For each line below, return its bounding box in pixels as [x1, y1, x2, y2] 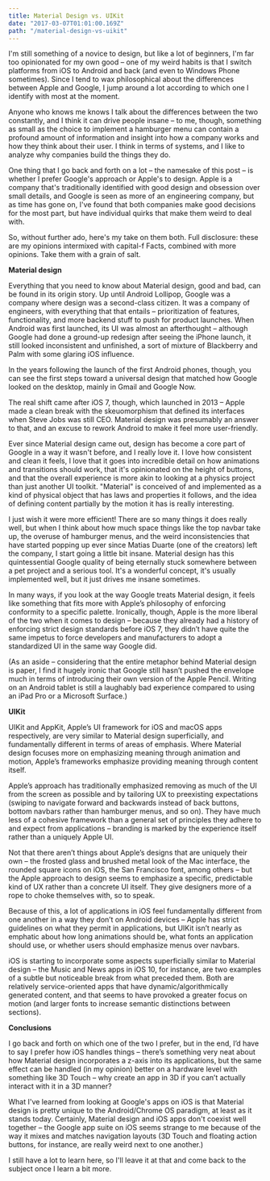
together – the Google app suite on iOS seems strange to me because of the [8, 1123, 261, 1133]
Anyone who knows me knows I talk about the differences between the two [8, 107, 259, 117]
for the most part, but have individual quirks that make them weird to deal [8, 209, 252, 218]
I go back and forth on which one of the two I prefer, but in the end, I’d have [8, 1038, 260, 1048]
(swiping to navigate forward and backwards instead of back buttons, [8, 798, 239, 808]
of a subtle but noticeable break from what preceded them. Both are [8, 973, 235, 983]
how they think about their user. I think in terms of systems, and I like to [8, 142, 245, 151]
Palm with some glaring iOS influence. [8, 350, 135, 359]
